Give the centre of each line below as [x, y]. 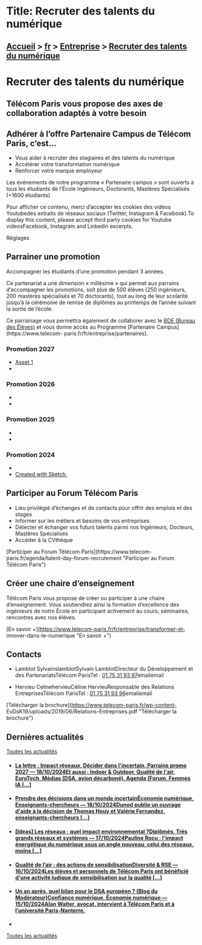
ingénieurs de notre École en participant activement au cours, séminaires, [98, 611]
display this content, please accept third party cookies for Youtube [89, 219]
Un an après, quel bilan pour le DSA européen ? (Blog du [86, 891]
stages [23, 514]
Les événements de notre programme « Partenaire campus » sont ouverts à [100, 182]
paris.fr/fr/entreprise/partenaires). [106, 333]
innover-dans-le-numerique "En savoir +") [59, 635]
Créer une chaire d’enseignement [70, 583]
